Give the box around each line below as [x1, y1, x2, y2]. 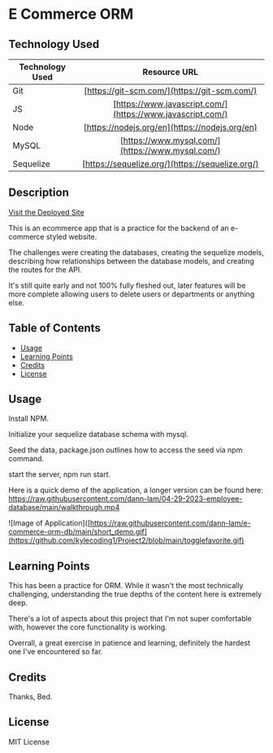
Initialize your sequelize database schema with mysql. [8, 430, 188, 439]
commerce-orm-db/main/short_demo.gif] [8, 527, 148, 537]
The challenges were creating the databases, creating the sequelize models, [8, 247, 264, 257]
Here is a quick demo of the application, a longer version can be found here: [8, 485, 264, 496]
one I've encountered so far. [8, 647, 103, 656]
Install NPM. [8, 413, 49, 423]
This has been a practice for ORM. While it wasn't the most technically [8, 581, 244, 591]
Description [8, 186, 69, 200]
